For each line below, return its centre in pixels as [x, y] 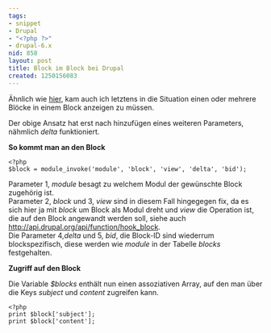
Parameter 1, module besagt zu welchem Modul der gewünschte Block [125, 184]
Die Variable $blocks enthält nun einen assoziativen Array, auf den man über [135, 284]
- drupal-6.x [30, 46]
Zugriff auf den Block [45, 268]
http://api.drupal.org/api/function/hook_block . [85, 227]
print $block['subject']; [52, 314]
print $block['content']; [52, 321]
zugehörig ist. [31, 192]
